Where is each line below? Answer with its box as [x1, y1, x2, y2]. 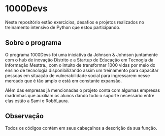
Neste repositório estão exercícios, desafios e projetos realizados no [5, 19, 144, 25]
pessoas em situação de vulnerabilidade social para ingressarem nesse [5, 72, 150, 79]
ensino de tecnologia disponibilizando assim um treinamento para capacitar [5, 67, 159, 73]
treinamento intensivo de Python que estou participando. [5, 24, 121, 30]
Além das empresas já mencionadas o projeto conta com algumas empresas [5, 87, 160, 93]
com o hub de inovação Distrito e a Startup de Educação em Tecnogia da [5, 57, 154, 63]
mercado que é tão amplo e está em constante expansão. [5, 78, 122, 83]
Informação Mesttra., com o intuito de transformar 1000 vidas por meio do [5, 62, 156, 68]
